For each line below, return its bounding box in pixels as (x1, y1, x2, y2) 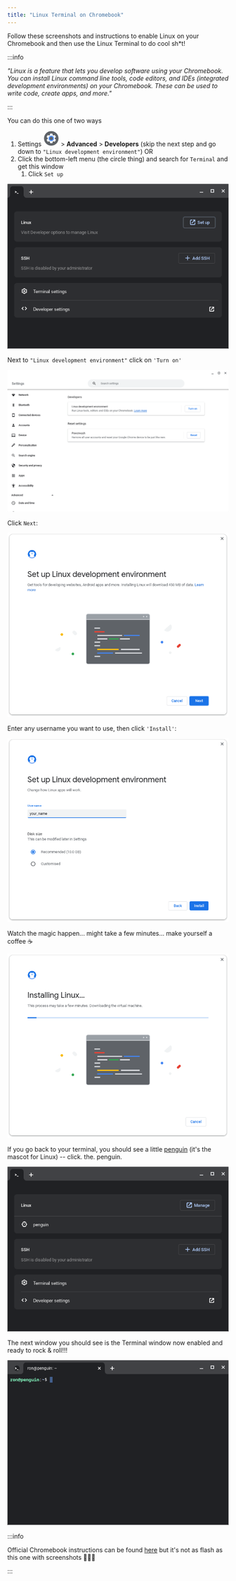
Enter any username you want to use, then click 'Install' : (7, 724, 177, 733)
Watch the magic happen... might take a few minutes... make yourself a (7, 929, 213, 938)
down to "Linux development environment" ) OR (17, 147, 153, 155)
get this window (17, 162, 64, 171)
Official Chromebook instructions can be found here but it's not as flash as (7, 1546, 223, 1554)
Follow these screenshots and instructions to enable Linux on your (7, 32, 199, 40)
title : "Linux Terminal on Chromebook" (7, 11, 124, 18)
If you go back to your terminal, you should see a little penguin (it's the (7, 1145, 212, 1153)
